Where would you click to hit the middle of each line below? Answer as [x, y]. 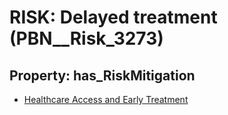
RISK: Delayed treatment [113, 17]
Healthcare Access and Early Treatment [106, 99]
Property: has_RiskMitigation [102, 75]
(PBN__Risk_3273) [86, 38]
